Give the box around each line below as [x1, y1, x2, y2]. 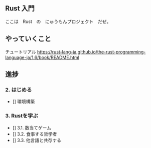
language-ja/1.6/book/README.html [5, 54, 79, 60]
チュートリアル [5, 48, 36, 54]
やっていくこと [5, 34, 51, 43]
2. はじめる [5, 86, 32, 93]
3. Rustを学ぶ [5, 112, 39, 119]
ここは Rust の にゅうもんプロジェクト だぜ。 [5, 18, 111, 24]
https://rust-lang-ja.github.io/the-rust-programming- [37, 48, 146, 54]
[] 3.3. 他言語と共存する [12, 137, 62, 143]
